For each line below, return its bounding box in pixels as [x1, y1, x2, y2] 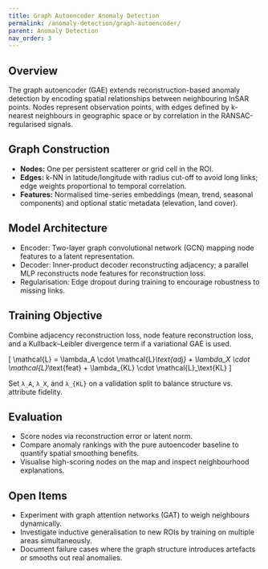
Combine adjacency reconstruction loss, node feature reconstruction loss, [8, 330, 254, 340]
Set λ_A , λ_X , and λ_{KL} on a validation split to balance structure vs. [8, 379, 233, 388]
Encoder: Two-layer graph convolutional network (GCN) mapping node [19, 243, 254, 252]
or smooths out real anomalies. [19, 553, 123, 563]
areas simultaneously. [19, 536, 92, 546]
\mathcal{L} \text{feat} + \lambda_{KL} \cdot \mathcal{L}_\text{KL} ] [8, 362, 232, 372]
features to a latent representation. [19, 251, 135, 261]
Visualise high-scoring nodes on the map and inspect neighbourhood [19, 457, 250, 467]
